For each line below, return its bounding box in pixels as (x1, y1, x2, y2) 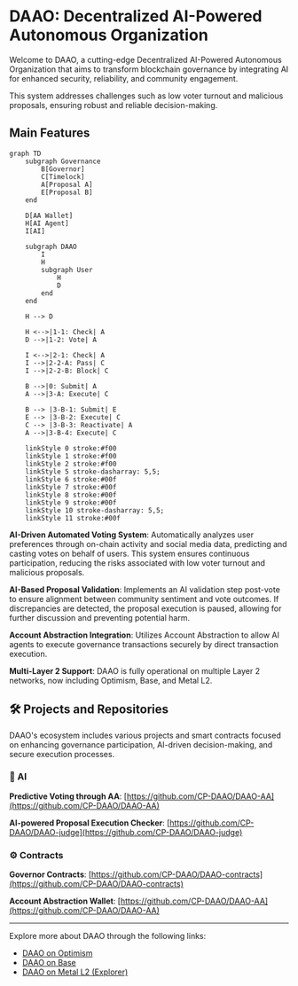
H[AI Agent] (25, 219, 69, 228)
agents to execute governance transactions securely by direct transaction (9, 638, 279, 649)
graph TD (9, 149, 42, 158)
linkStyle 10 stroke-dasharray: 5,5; (25, 505, 165, 515)
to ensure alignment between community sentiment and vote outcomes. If (9, 593, 279, 604)
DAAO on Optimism (21, 948, 93, 959)
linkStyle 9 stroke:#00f (25, 498, 117, 507)
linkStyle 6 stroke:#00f (25, 474, 117, 484)
